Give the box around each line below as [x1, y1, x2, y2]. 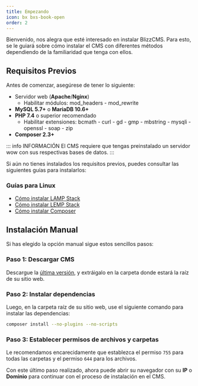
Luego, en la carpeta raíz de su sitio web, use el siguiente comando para [6, 303, 184, 311]
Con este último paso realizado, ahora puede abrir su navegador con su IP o [6, 366, 193, 374]
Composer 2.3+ [14, 131, 55, 138]
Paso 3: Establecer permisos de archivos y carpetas [6, 335, 159, 343]
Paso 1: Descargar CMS [6, 255, 75, 264]
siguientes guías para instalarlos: [6, 167, 87, 174]
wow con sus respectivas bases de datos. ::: [6, 149, 114, 156]
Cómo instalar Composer [14, 207, 76, 214]
